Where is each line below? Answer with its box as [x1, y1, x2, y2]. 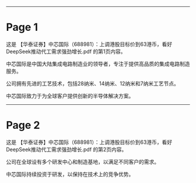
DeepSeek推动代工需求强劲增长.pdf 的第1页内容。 [6, 48, 126, 55]
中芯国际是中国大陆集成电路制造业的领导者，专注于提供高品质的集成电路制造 [6, 60, 190, 67]
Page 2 [6, 119, 40, 132]
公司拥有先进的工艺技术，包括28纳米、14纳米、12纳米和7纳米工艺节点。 [6, 80, 180, 87]
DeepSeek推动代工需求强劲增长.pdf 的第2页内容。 [6, 146, 127, 153]
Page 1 [6, 21, 38, 34]
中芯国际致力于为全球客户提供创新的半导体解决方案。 [6, 92, 134, 99]
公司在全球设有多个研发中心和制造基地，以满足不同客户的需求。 [6, 158, 159, 165]
